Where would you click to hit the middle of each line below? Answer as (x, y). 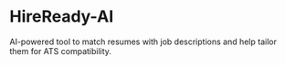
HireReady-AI (62, 17)
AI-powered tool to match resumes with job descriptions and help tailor (143, 42)
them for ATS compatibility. (61, 51)
